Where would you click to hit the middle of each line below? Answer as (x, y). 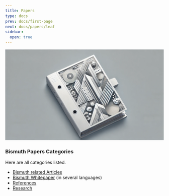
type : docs (17, 16)
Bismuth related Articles (37, 172)
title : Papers (20, 11)
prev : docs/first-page (29, 21)
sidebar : (14, 32)
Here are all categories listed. (36, 162)
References (24, 183)
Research (22, 188)
